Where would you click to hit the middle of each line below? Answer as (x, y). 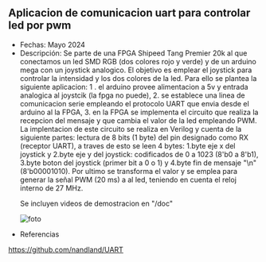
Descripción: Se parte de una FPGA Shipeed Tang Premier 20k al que (133, 53)
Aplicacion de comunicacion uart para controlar (129, 13)
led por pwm (40, 26)
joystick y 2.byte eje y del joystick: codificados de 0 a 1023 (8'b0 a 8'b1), (139, 154)
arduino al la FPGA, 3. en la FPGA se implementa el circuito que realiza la (139, 112)
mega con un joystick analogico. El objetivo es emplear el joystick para (136, 70)
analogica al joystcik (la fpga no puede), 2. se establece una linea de (132, 95)
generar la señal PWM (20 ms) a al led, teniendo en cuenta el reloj (128, 179)
